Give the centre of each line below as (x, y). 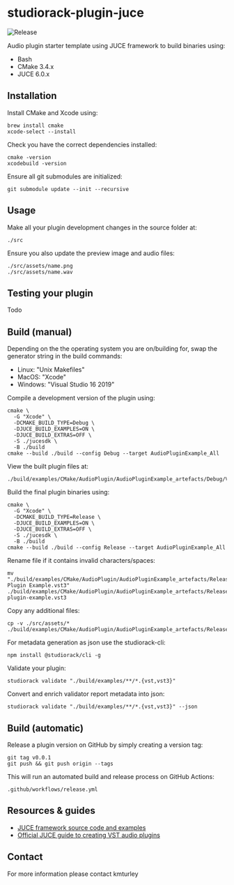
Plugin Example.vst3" (39, 586)
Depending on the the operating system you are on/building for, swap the (112, 349)
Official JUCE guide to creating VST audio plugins (88, 835)
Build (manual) (40, 332)
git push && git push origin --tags (60, 764)
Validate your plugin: (37, 668)
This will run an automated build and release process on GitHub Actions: (111, 777)
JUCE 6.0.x (33, 74)
